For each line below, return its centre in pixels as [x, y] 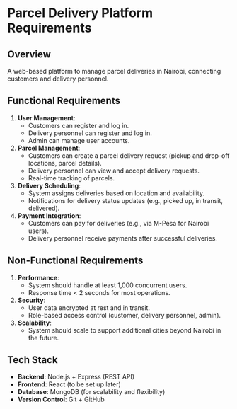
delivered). [44, 208]
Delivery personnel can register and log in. [90, 133]
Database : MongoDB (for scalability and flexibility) [91, 392]
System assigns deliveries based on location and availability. [116, 193]
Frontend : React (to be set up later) [69, 384]
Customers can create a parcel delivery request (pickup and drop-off [129, 155]
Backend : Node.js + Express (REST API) [76, 377]
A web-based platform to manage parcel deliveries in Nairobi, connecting [114, 71]
